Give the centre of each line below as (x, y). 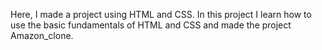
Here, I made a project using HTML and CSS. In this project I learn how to (161, 14)
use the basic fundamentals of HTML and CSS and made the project (151, 25)
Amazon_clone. (42, 35)
